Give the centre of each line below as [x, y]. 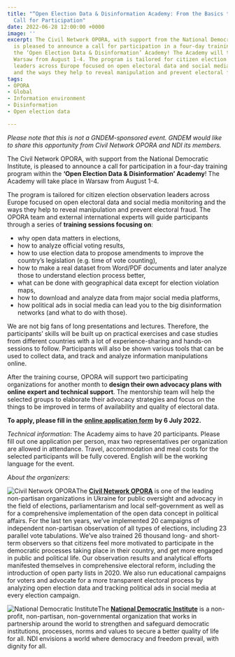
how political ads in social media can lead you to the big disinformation [119, 305]
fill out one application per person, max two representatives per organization [117, 441]
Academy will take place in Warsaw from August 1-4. [83, 181]
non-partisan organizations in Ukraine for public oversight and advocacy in [115, 498]
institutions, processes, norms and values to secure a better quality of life [113, 631]
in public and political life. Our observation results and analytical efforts [110, 557]
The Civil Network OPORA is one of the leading [144, 491]
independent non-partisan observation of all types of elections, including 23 [117, 528]
